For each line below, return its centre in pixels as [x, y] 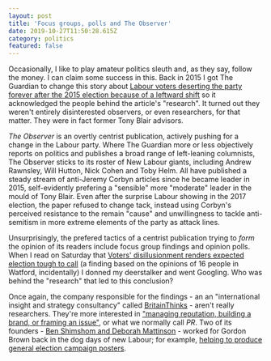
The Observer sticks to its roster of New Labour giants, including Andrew [130, 162]
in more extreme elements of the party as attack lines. [130, 223]
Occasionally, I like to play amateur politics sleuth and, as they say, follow [130, 69]
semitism [23, 223]
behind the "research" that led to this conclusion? [91, 281]
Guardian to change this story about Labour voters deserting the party [125, 87]
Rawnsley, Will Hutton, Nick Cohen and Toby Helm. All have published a [128, 171]
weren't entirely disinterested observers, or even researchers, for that [125, 112]
